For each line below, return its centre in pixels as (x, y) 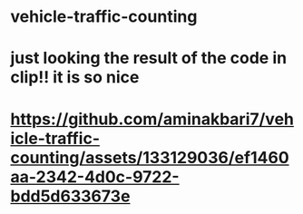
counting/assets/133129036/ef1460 (150, 157)
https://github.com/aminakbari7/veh (152, 119)
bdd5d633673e (70, 196)
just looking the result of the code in (149, 58)
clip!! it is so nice (75, 78)
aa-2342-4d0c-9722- (95, 176)
